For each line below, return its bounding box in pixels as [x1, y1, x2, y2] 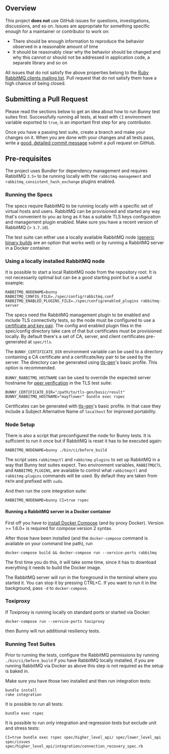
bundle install [5, 688, 37, 693]
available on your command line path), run [5, 540, 93, 546]
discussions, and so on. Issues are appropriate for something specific [5, 23, 150, 29]
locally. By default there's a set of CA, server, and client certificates [5, 333, 145, 340]
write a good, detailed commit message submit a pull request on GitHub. [5, 139, 156, 146]
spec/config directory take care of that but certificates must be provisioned [5, 328, 162, 334]
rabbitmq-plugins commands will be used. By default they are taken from [5, 473, 157, 479]
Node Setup [5, 421, 35, 428]
